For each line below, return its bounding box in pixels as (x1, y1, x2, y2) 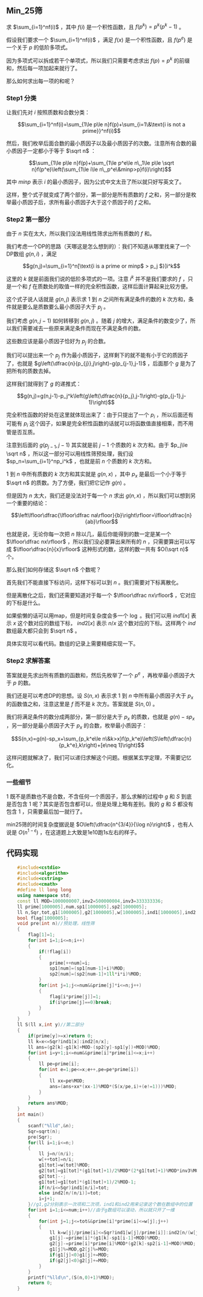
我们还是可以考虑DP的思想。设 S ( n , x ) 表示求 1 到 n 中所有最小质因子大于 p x (6, 692, 194, 701)
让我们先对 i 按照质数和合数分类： (6, 109, 91, 116)
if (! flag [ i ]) (38, 948, 71, 954)
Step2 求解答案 (6, 656, 51, 665)
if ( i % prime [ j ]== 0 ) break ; (49, 999, 112, 1005)
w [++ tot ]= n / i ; (38, 1156, 74, 1163)
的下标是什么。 (6, 599, 43, 606)
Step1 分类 (6, 94, 37, 102)
